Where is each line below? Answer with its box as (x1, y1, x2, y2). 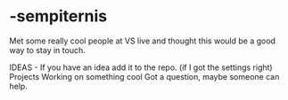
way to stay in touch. (9, 44, 86, 55)
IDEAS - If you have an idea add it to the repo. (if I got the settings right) (9, 62, 274, 73)
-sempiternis (9, 6, 108, 27)
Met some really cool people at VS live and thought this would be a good (9, 35, 276, 46)
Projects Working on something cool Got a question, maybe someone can (9, 71, 280, 81)
